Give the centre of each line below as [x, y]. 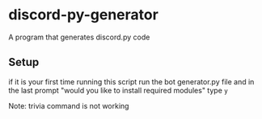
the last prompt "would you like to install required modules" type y [118, 90]
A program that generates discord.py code [79, 37]
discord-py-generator [84, 15]
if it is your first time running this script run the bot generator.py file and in [131, 81]
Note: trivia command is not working [69, 105]
